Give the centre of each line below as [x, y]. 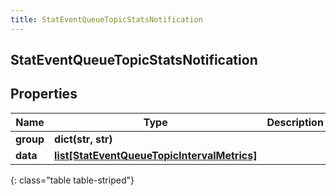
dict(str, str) [83, 139]
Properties [44, 94]
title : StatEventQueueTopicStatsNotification [106, 19]
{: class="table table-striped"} [72, 180]
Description [295, 122]
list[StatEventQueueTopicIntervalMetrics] [156, 155]
